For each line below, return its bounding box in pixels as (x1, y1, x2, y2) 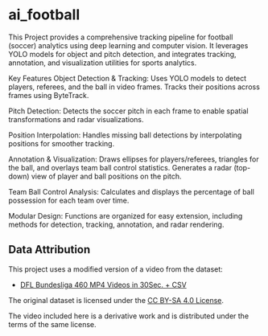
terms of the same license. (8, 319, 97, 329)
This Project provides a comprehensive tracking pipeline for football (8, 32, 233, 42)
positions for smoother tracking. (8, 138, 115, 148)
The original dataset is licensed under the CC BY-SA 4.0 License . (8, 295, 224, 305)
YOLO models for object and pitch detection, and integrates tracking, (8, 49, 237, 59)
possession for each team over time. (8, 195, 130, 205)
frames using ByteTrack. (8, 90, 89, 100)
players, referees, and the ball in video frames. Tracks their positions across (8, 82, 260, 92)
